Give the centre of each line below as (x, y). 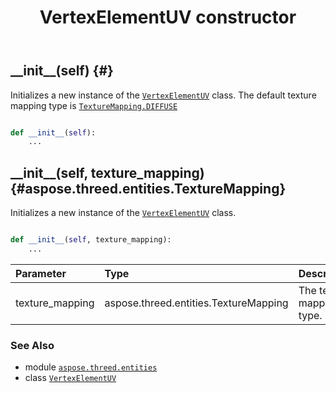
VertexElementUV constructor (168, 17)
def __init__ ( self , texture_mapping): (91, 240)
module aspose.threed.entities (91, 367)
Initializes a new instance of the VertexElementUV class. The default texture (163, 95)
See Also (32, 345)
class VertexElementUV (70, 378)
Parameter (41, 273)
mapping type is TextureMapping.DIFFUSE (94, 105)
